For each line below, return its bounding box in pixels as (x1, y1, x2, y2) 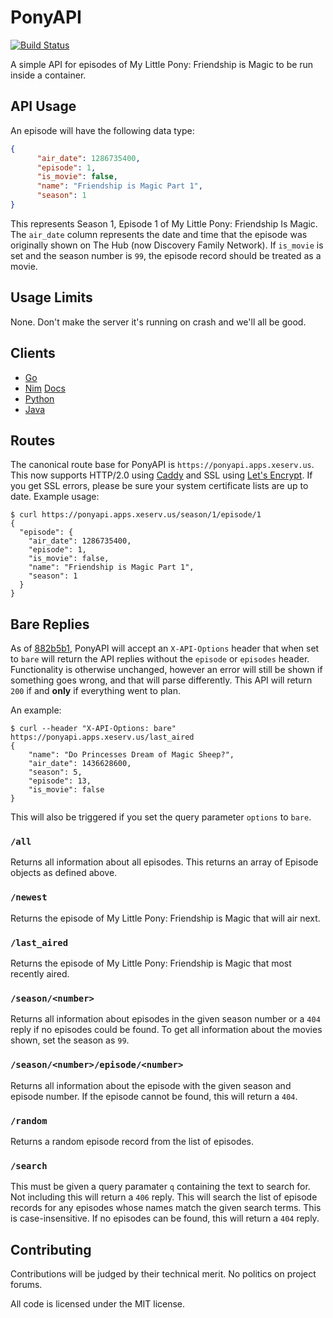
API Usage (10, 98, 77, 115)
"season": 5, (28, 767, 83, 778)
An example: (10, 704, 62, 716)
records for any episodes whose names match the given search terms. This (10, 1202, 322, 1214)
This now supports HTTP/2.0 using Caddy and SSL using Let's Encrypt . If (10, 469, 313, 481)
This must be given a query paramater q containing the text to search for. (10, 1181, 311, 1193)
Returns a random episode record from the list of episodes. (10, 1135, 255, 1147)
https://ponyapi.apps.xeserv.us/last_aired (10, 732, 195, 743)
